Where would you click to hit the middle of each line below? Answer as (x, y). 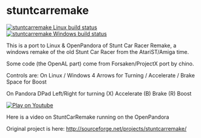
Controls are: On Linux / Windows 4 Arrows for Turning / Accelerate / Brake (101, 75)
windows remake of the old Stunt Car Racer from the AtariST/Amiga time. (98, 51)
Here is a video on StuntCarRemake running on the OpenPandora (88, 117)
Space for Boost (26, 82)
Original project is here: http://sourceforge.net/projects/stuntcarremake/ (97, 128)
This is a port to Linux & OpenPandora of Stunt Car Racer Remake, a (91, 45)
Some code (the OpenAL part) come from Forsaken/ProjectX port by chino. (100, 64)
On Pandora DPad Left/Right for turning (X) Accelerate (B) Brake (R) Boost (99, 93)
